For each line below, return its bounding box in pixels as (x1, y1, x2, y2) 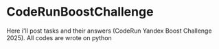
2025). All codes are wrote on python (6, 33, 113, 42)
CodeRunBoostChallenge (6, 4, 154, 20)
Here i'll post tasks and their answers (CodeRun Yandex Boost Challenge (6, 27, 212, 35)
